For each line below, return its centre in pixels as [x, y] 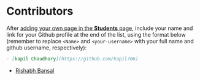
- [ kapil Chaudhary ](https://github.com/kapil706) [72, 59]
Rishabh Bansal [35, 70]
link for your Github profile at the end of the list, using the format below [96, 34]
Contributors [40, 11]
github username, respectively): [47, 48]
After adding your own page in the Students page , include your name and [100, 28]
